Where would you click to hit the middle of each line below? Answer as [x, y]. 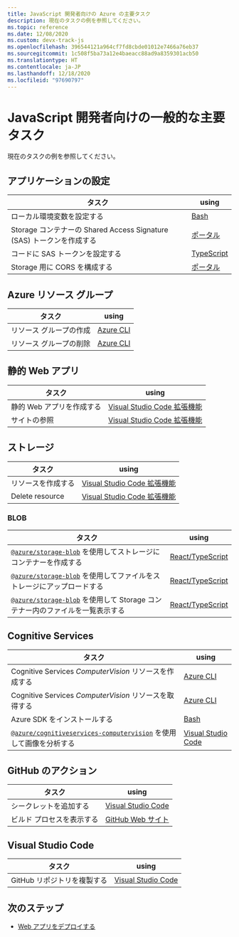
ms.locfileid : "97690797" [46, 80]
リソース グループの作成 [51, 330]
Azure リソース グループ [60, 295]
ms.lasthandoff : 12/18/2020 [49, 73]
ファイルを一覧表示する [86, 610]
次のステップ [36, 908]
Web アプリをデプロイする [57, 926]
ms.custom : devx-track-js [46, 41]
